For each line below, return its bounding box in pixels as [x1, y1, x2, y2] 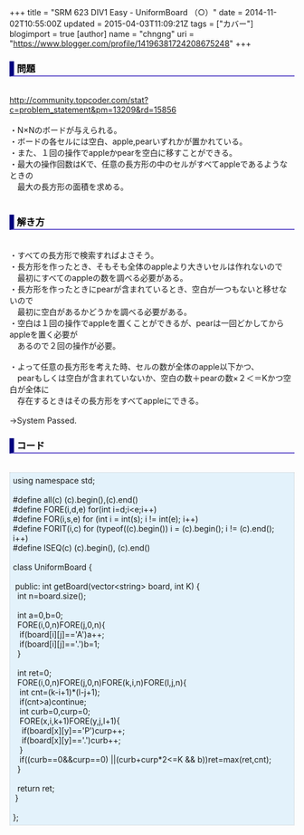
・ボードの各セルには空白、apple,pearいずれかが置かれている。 [9, 136, 248, 147]
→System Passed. [9, 415, 77, 426]
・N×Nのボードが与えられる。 [9, 125, 122, 136]
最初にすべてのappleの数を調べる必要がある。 [16, 272, 188, 283]
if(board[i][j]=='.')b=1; [19, 638, 100, 649]
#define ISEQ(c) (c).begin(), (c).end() [13, 542, 151, 553]
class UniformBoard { [13, 561, 93, 572]
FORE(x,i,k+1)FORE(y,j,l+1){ [19, 715, 120, 726]
